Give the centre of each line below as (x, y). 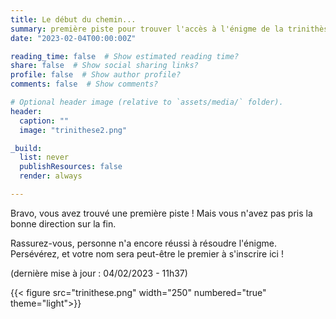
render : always (51, 176)
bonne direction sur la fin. (63, 223)
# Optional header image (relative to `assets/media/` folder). (147, 102)
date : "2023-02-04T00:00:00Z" (73, 38)
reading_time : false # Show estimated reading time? (125, 56)
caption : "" (44, 121)
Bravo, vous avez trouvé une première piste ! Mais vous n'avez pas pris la (161, 213)
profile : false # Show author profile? (96, 75)
